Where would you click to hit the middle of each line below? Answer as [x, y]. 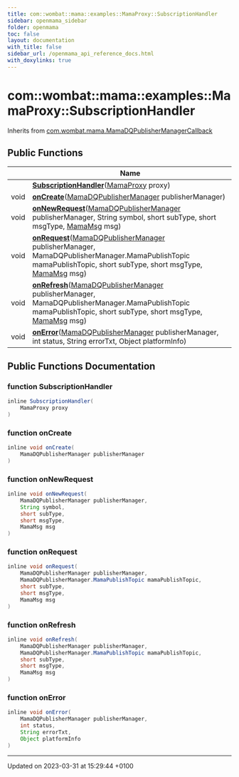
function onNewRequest [51, 479]
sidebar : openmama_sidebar [47, 21]
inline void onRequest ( [43, 567]
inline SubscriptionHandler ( [51, 401]
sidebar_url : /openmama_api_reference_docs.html [81, 54]
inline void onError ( [39, 712]
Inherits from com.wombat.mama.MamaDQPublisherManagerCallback [110, 130]
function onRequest [42, 552]
